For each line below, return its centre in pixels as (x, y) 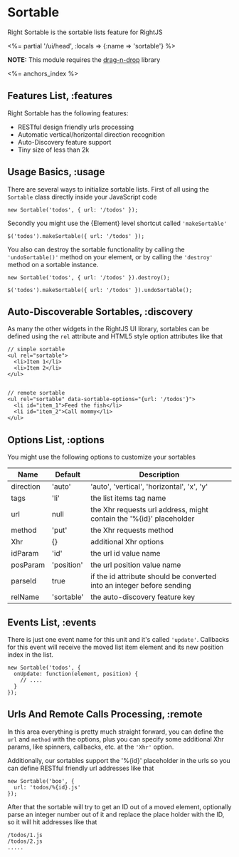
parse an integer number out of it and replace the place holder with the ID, (116, 814)
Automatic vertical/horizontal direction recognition (91, 134)
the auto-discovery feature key (143, 597)
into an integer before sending (141, 586)
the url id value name (126, 554)
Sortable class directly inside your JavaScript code (83, 197)
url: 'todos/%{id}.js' (47, 787)
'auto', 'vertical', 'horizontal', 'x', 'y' (149, 487)
